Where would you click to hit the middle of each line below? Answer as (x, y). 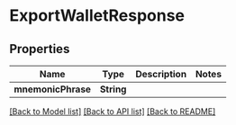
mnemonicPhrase (53, 89)
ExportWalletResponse (97, 16)
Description (161, 74)
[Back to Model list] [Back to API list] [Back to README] (113, 112)
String (113, 89)
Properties (40, 49)
